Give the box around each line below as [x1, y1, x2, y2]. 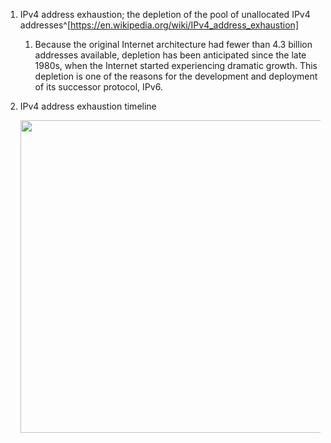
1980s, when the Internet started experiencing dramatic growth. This [34, 60, 318, 71]
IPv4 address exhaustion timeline [19, 100, 157, 112]
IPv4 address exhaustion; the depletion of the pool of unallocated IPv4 [19, 9, 311, 20]
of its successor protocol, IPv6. [34, 81, 163, 93]
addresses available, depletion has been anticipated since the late [34, 49, 307, 61]
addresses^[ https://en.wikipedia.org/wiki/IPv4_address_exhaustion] [19, 19, 299, 31]
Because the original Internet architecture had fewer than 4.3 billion [34, 39, 313, 50]
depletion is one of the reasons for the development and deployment [34, 70, 318, 82]
